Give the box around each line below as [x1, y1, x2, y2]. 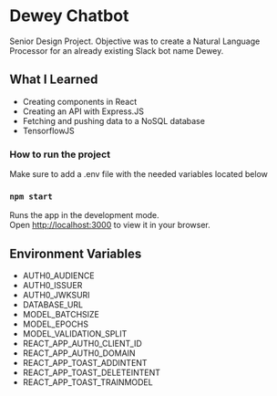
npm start [9, 191, 53, 202]
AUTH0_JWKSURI [22, 289, 90, 301]
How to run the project [9, 148, 111, 161]
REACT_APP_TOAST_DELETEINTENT [22, 367, 161, 379]
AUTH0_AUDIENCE [22, 270, 95, 281]
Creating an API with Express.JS [22, 106, 144, 117]
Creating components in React [22, 96, 138, 107]
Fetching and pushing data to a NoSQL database [22, 115, 205, 126]
